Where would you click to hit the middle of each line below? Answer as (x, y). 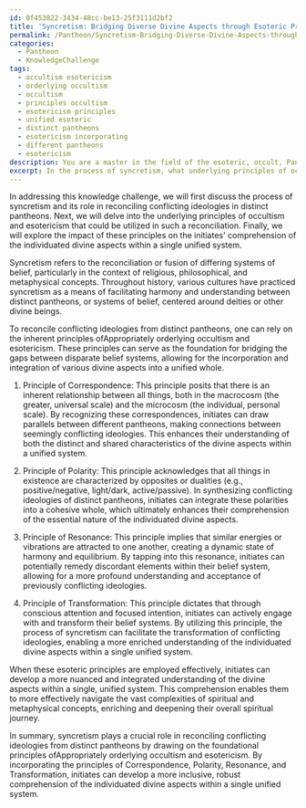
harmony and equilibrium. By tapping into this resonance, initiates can (153, 557)
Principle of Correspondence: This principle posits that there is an (146, 385)
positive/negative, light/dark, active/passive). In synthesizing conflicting (158, 490)
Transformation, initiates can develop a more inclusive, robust (125, 775)
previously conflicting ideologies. (85, 586)
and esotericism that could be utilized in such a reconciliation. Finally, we (146, 226)
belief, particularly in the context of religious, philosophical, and (128, 273)
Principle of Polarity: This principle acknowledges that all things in (146, 471)
